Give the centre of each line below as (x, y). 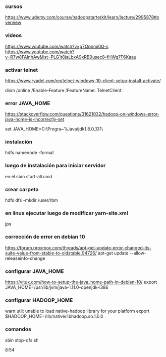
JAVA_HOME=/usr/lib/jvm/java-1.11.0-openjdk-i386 (57, 287)
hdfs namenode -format (29, 153)
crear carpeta (22, 189)
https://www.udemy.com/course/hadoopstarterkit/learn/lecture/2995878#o (82, 17)
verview (13, 22)
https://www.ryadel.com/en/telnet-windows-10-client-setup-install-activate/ (83, 81)
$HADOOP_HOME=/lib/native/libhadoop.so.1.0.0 (54, 316)
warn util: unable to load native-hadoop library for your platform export (77, 311)
